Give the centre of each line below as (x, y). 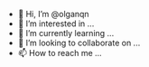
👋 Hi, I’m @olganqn (53, 14)
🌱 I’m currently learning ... (66, 33)
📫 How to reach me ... (60, 53)
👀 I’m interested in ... (56, 24)
